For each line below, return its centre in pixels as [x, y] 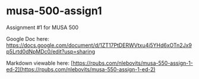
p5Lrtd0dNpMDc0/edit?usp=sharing [50, 51]
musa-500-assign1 [54, 11]
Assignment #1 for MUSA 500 [42, 27]
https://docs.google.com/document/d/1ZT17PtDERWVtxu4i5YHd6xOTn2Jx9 [99, 45]
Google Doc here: [28, 39]
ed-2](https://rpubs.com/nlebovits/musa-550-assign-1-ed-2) [81, 69]
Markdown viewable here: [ [40, 63]
